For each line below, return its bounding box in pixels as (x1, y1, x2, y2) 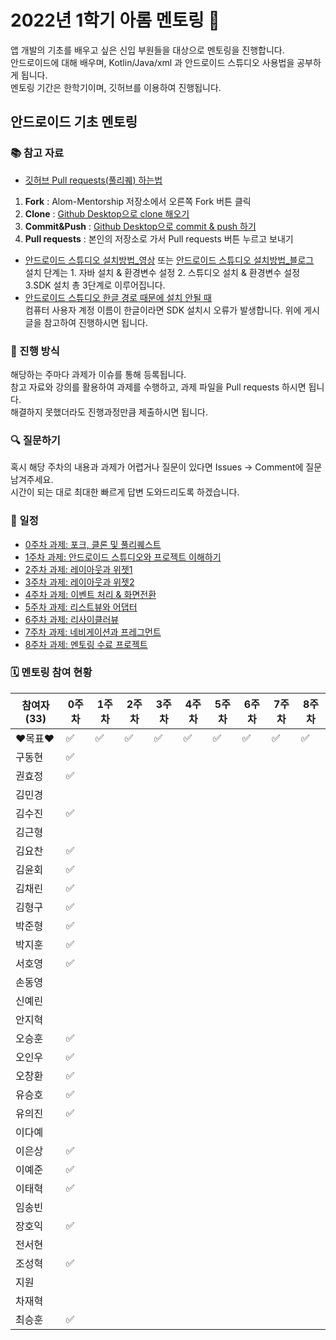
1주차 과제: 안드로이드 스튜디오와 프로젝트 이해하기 (24, 551, 222, 563)
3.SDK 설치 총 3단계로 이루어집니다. (24, 279, 166, 291)
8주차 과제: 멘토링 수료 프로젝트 (24, 638, 148, 650)
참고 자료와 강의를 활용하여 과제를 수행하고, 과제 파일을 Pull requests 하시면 (10, 381, 307, 393)
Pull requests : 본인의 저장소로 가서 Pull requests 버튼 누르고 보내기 (24, 232, 294, 245)
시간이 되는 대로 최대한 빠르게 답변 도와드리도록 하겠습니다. (10, 486, 240, 498)
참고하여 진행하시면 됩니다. (43, 316, 148, 328)
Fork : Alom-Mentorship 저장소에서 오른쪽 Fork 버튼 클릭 (24, 195, 252, 207)
